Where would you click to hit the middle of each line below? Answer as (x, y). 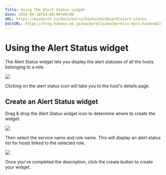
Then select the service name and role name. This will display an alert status (83, 138)
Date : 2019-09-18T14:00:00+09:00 (40, 14)
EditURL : (14, 24)
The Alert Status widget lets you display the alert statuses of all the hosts (80, 62)
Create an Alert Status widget (52, 101)
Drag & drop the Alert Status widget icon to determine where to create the (80, 114)
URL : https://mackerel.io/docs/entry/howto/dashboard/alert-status (76, 19)
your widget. (18, 167)
